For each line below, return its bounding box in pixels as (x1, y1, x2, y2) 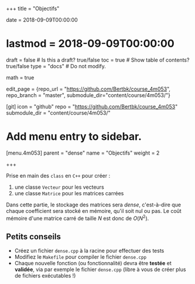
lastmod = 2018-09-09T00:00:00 (6, 37, 175, 51)
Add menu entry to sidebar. (6, 130, 142, 143)
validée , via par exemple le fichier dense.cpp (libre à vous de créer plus (14, 266, 186, 273)
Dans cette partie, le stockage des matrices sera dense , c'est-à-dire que (6, 201, 182, 208)
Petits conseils (6, 232, 61, 242)
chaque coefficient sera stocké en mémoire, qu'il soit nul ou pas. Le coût (6, 207, 182, 214)
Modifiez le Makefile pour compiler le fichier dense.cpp (14, 253, 147, 260)
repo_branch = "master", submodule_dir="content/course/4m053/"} (6, 91, 171, 99)
